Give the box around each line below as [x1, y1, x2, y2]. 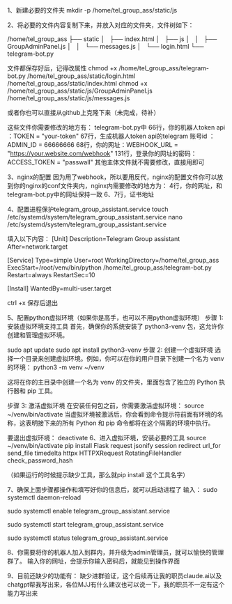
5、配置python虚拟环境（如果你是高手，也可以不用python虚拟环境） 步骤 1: [7, 313, 224, 322]
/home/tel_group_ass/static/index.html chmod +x [7, 79, 148, 87]
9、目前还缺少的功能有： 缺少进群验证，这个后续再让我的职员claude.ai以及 [7, 572, 222, 580]
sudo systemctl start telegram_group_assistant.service [7, 520, 164, 528]
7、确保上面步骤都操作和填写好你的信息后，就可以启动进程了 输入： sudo [7, 486, 218, 493]
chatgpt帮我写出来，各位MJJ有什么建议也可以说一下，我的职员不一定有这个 [7, 580, 225, 589]
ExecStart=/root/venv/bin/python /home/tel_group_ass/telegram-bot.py [7, 263, 212, 272]
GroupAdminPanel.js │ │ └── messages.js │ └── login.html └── [7, 42, 204, 50]
